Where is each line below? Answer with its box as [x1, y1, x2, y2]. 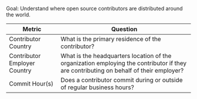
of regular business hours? [60, 83, 134, 91]
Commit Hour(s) [9, 80, 54, 87]
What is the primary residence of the [60, 35, 161, 43]
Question [111, 25, 138, 33]
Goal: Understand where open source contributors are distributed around [6, 5, 183, 12]
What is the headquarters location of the [60, 52, 172, 60]
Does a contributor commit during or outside [60, 76, 183, 84]
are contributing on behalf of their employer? [60, 67, 184, 74]
